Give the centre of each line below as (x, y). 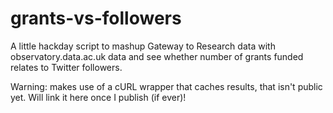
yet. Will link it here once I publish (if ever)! (98, 97)
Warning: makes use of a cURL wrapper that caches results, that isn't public (166, 86)
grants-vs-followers (96, 18)
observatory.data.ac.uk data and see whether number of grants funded (157, 56)
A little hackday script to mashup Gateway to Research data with (143, 46)
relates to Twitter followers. (66, 67)
